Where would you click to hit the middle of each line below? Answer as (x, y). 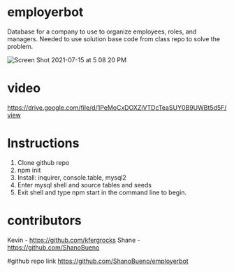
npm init (29, 170)
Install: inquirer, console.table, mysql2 (72, 177)
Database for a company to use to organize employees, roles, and (102, 31)
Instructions (43, 143)
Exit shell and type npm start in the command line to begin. (102, 192)
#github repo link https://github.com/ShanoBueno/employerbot (98, 261)
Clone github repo (43, 162)
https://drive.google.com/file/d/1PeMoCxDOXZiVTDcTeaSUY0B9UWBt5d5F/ (117, 107)
